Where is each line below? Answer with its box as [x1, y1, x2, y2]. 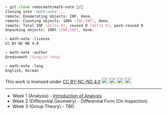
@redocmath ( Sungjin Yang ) [5, 54, 61, 59]
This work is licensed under [5, 78, 62, 84]
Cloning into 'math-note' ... [5, 9, 66, 14]
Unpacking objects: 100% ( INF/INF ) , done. [5, 28, 94, 33]
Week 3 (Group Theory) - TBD [12, 103, 75, 109]
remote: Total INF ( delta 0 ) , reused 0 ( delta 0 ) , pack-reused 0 [5, 23, 143, 28]
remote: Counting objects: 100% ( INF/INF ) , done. [5, 18, 110, 23]
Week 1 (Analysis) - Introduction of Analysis [12, 93, 102, 99]
